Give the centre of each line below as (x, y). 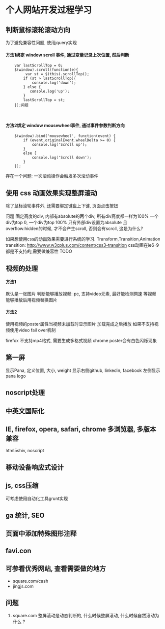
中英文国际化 (25, 411)
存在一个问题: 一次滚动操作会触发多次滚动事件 (52, 176)
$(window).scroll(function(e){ (46, 70)
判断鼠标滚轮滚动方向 (38, 30)
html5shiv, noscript (25, 451)
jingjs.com (23, 586)
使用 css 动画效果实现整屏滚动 (51, 193)
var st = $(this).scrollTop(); (57, 74)
